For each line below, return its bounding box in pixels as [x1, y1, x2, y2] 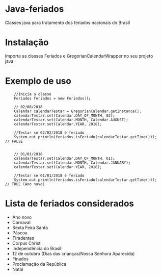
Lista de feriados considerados [5, 198, 134, 209]
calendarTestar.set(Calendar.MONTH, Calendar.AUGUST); [14, 117, 129, 122]
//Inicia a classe [14, 92, 52, 97]
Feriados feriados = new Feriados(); [14, 96, 91, 101]
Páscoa [12, 229, 28, 236]
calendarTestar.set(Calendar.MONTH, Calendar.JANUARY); [14, 160, 131, 165]
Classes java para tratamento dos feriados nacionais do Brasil [5, 20, 130, 25]
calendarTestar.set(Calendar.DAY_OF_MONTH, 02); [14, 113, 115, 118]
